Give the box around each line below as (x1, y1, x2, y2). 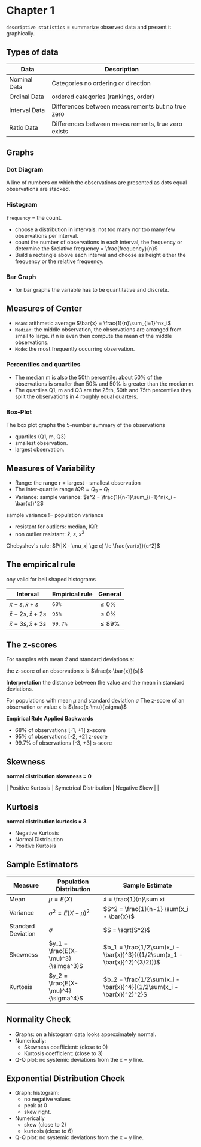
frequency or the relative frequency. (14, 258, 104, 265)
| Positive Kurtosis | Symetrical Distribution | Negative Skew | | (6, 784, 160, 791)
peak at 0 (23, 1102, 48, 1109)
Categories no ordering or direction (51, 79, 151, 87)
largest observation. (14, 446, 65, 453)
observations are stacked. (6, 186, 71, 193)
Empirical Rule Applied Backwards (6, 715, 94, 722)
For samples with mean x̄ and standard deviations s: (6, 656, 135, 663)
